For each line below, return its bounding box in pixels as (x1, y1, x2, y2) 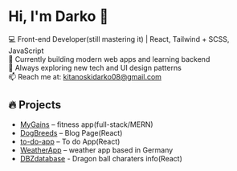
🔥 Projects (8, 98, 62, 112)
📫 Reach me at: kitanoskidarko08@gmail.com (8, 71, 162, 81)
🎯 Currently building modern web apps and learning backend (8, 54, 210, 63)
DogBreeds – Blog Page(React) (19, 128, 123, 137)
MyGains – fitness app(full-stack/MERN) (19, 120, 154, 129)
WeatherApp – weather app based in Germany (19, 145, 174, 155)
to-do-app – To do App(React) (19, 136, 121, 146)
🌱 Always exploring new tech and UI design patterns (8, 63, 182, 72)
